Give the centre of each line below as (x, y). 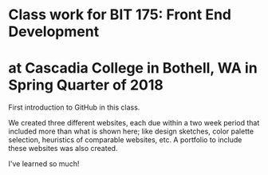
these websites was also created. (63, 149)
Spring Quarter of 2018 (86, 85)
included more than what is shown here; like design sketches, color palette (131, 131)
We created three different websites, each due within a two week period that (134, 123)
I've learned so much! (44, 164)
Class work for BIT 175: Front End (120, 15)
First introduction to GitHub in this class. (74, 107)
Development (54, 32)
